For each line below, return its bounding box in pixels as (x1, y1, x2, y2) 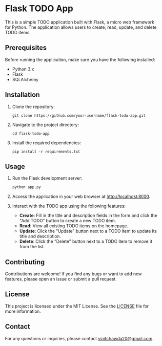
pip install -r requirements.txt (12, 149, 81, 154)
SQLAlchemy (12, 76, 39, 82)
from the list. (19, 244, 45, 250)
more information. (5, 308, 41, 314)
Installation (5, 91, 40, 99)
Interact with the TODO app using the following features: (12, 203, 126, 209)
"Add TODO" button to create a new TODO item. (19, 218, 116, 224)
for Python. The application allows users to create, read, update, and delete (5, 24, 157, 30)
